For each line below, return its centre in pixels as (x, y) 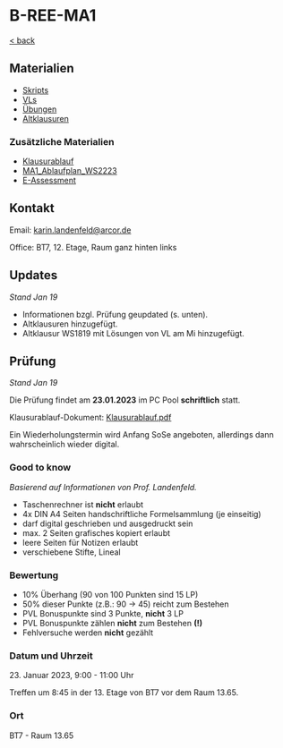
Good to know (40, 468)
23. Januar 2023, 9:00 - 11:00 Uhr (72, 676)
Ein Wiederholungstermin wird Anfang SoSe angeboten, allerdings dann (142, 435)
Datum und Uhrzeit (51, 656)
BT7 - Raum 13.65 (42, 735)
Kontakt (32, 208)
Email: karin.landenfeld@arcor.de (70, 230)
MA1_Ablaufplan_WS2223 (70, 171)
